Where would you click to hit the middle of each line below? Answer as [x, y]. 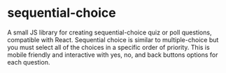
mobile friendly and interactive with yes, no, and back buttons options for [113, 55]
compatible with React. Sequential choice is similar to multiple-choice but [113, 39]
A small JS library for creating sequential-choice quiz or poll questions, [110, 32]
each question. [29, 62]
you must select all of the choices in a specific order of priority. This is [108, 47]
